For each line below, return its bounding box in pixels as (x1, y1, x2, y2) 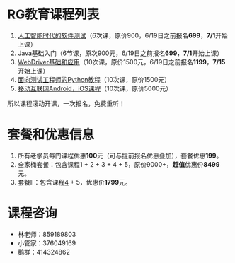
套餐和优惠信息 (7, 127, 95, 143)
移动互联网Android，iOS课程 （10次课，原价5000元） (17, 84, 173, 93)
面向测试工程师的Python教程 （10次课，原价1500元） (17, 75, 171, 83)
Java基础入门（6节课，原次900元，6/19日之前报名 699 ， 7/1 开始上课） (17, 49, 224, 57)
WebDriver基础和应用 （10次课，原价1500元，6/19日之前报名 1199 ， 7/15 (17, 57, 226, 66)
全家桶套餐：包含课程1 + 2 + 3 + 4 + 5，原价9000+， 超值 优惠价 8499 (17, 160, 220, 168)
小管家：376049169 (17, 238, 76, 247)
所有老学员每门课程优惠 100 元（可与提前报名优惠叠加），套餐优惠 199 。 (17, 151, 223, 160)
